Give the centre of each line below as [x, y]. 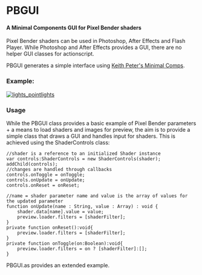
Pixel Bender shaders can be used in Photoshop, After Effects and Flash [96, 41]
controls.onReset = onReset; [43, 185]
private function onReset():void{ [50, 227]
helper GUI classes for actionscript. [50, 54]
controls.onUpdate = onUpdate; [46, 180]
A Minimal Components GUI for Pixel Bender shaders [74, 27]
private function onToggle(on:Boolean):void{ [64, 243]
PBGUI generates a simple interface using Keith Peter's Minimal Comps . [96, 66]
